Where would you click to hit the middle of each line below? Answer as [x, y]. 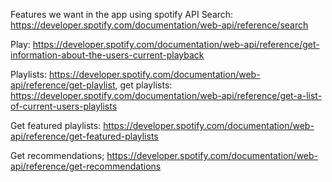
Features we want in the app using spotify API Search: [122, 14]
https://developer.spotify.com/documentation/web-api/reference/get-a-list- [166, 95]
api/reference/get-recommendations [86, 166]
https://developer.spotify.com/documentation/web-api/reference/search [159, 25]
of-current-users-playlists [64, 106]
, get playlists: [143, 85]
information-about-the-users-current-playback [107, 55]
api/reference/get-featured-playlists [84, 136]
